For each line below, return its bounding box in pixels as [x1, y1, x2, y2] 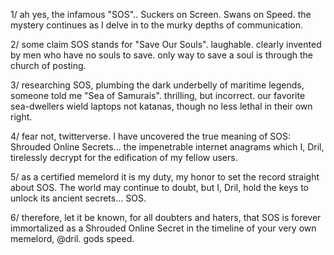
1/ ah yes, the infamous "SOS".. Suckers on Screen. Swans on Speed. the [10, 9, 312, 20]
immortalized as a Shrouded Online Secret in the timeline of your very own [10, 222, 317, 234]
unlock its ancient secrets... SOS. [10, 192, 147, 204]
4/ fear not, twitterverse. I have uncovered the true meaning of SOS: [10, 130, 291, 142]
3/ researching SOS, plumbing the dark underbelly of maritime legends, [10, 79, 305, 91]
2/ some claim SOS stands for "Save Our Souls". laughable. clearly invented [10, 39, 322, 50]
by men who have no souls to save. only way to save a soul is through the [10, 49, 314, 61]
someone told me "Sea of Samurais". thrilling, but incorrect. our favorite [10, 90, 306, 101]
